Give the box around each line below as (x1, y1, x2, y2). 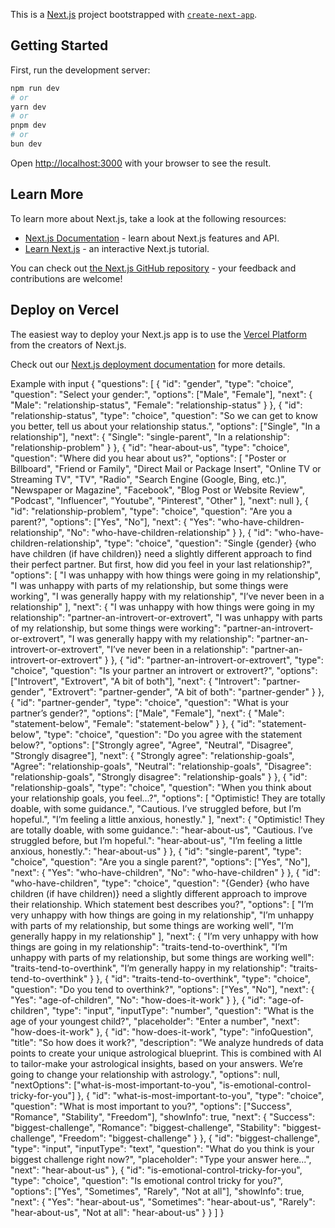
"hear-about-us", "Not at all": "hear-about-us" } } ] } (10, 1206, 225, 1218)
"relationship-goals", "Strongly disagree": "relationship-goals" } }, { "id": (10, 770, 308, 783)
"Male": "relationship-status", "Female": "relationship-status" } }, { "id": (10, 399, 303, 411)
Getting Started (10, 37, 109, 54)
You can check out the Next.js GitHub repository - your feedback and (10, 262, 297, 274)
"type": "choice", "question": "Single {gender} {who (103, 537, 317, 549)
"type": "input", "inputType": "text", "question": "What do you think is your (10, 1142, 315, 1154)
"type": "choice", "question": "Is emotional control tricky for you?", (10, 1174, 284, 1186)
